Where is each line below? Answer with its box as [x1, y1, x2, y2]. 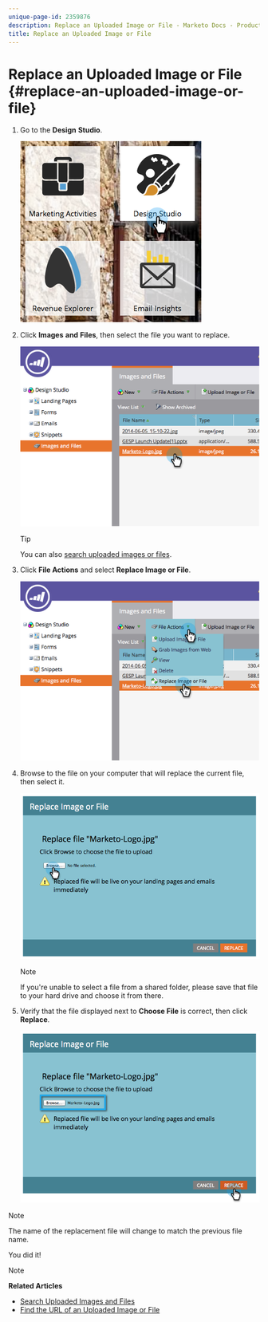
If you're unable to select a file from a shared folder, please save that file [19, 982, 258, 992]
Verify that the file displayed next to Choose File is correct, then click [19, 1006, 248, 1016]
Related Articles [8, 1281, 63, 1290]
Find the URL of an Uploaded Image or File [19, 1304, 160, 1314]
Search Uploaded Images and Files [19, 1296, 136, 1306]
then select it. [19, 776, 65, 786]
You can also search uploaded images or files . [19, 549, 172, 558]
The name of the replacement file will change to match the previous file [8, 1225, 242, 1236]
